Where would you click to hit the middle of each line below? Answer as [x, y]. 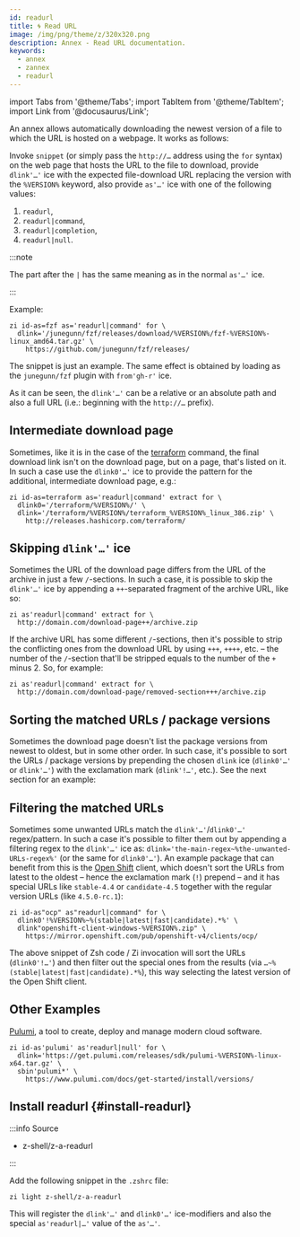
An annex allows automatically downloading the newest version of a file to [146, 128]
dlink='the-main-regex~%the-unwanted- [219, 849]
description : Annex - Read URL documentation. [98, 43]
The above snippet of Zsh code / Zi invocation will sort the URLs [128, 953]
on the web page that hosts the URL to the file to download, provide [134, 165]
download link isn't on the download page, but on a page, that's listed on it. [148, 461]
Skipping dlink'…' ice [70, 548]
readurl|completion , [60, 230]
